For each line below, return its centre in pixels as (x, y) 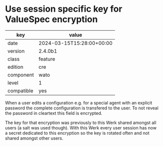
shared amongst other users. (34, 138)
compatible (20, 90)
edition (15, 67)
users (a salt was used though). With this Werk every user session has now (81, 127)
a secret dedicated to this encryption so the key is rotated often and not (77, 133)
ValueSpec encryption (51, 19)
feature (47, 59)
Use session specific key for (64, 9)
